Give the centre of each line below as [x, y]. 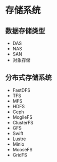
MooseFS [22, 149]
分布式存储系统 [28, 77]
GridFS [20, 155]
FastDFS [21, 90]
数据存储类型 [25, 31]
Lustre [19, 139]
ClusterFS [23, 122]
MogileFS [22, 117]
